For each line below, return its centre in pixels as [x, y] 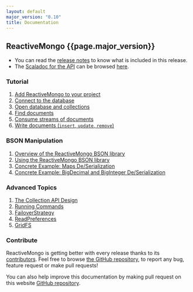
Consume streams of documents [54, 119]
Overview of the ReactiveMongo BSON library [70, 154]
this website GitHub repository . [43, 283]
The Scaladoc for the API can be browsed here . [72, 67]
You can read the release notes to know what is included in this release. [101, 60]
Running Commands [39, 206]
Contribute [22, 240]
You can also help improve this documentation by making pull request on [94, 277]
